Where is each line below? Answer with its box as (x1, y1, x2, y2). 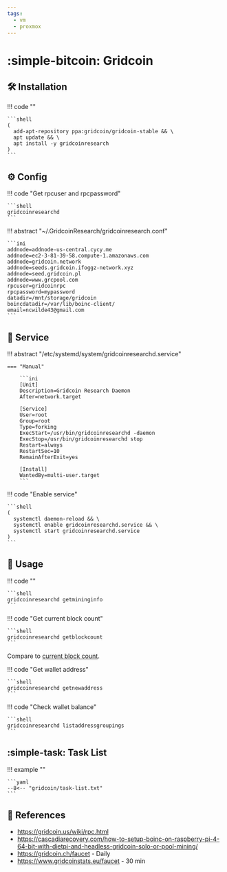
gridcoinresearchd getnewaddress (7, 684, 103, 691)
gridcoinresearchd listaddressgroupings (7, 722, 125, 729)
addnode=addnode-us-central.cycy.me (7, 246, 112, 253)
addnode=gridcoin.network (7, 258, 81, 266)
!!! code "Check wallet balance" (7, 702, 97, 711)
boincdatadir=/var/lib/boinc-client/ (7, 301, 116, 308)
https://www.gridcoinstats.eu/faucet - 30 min (17, 857, 146, 865)
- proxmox (13, 23, 41, 30)
